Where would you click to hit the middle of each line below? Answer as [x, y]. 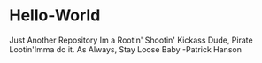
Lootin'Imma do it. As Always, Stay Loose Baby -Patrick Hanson [125, 49]
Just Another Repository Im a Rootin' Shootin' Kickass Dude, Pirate [131, 40]
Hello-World [55, 16]
